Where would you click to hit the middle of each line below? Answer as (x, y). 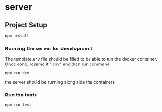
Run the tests (21, 95)
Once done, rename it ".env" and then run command (57, 64)
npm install (17, 36)
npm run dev (17, 73)
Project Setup (26, 25)
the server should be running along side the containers (60, 82)
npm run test (18, 105)
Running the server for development (49, 48)
